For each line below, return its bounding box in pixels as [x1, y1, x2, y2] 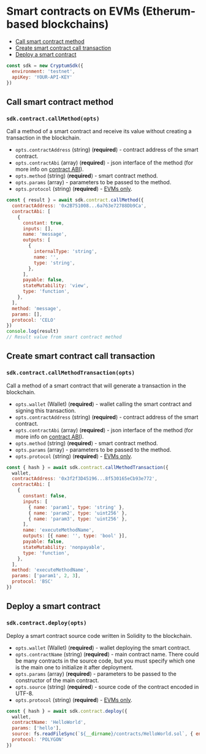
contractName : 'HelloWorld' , [12, 720, 86, 726]
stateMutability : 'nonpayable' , [22, 544, 105, 550]
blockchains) [40, 17, 109, 31]
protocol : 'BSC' [12, 578, 53, 585]
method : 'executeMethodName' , [12, 567, 89, 573]
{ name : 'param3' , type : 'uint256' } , [28, 516, 128, 522]
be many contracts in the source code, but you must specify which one [15, 657, 196, 664]
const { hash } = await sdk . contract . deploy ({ [6, 708, 128, 714]
